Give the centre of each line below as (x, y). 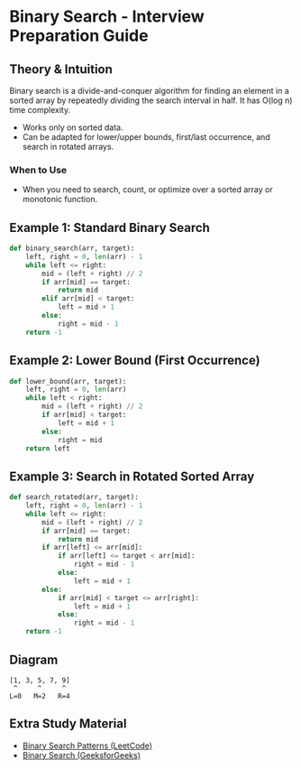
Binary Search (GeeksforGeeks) (82, 755)
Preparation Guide (79, 36)
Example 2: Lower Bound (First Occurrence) (135, 361)
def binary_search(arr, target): (72, 249)
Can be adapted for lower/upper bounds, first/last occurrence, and (146, 137)
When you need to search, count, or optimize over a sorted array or (147, 190)
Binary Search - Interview (107, 17)
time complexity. (40, 110)
